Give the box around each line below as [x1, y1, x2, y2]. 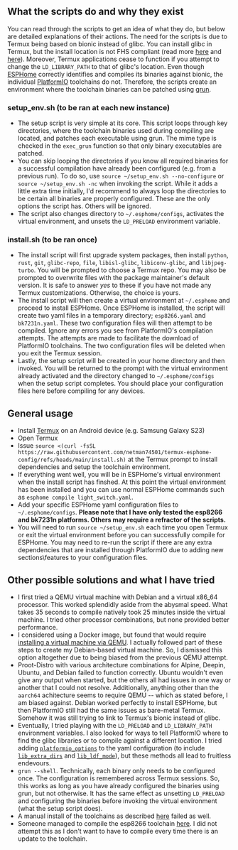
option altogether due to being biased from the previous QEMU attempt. [17, 653, 229, 662]
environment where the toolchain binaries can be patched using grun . [7, 85, 212, 93]
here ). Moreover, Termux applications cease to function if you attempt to [7, 55, 220, 63]
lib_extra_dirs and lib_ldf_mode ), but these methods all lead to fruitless [17, 751, 232, 760]
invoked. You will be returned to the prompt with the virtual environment [17, 364, 229, 372]
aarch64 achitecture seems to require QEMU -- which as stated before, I [17, 691, 228, 699]
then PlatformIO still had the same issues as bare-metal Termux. [17, 706, 206, 715]
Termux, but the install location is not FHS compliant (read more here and [7, 47, 222, 55]
